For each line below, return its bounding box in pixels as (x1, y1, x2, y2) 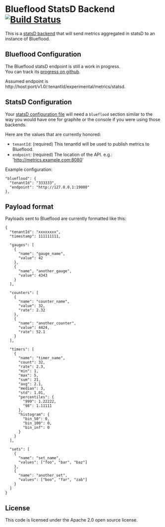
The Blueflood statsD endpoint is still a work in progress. (5, 63, 120, 69)
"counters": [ (9, 291, 39, 296)
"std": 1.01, (18, 390, 46, 395)
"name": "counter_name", (18, 299, 70, 304)
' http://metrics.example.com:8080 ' (12, 156, 84, 162)
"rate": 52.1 (18, 329, 46, 335)
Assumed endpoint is (5, 78, 49, 84)
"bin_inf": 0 (23, 425, 50, 430)
